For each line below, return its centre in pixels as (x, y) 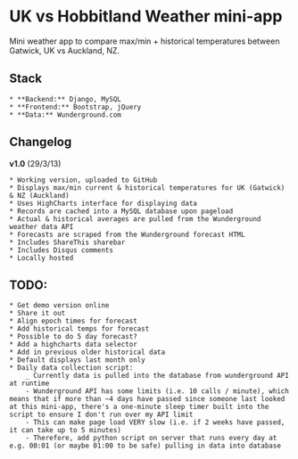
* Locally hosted (41, 258)
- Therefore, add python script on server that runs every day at (151, 439)
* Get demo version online (59, 306)
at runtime (29, 384)
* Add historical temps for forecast (79, 329)
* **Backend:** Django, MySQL (66, 99)
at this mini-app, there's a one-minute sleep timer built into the (139, 407)
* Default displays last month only (77, 360)
